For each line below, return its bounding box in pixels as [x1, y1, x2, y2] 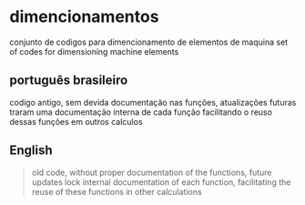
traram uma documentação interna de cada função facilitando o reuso [9, 107, 273, 118]
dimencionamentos [9, 6, 159, 27]
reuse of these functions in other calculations [31, 186, 202, 197]
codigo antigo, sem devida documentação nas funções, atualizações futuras [9, 97, 297, 108]
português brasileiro [9, 73, 128, 88]
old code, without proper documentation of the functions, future [31, 167, 272, 178]
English [9, 143, 53, 159]
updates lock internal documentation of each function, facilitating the [31, 176, 291, 188]
